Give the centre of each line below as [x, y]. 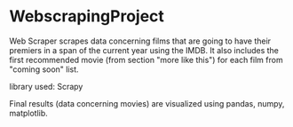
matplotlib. [29, 113]
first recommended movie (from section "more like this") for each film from [146, 60]
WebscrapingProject [87, 16]
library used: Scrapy [46, 86]
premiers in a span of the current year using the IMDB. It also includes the [144, 50]
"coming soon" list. [44, 69]
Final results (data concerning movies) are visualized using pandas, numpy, [147, 103]
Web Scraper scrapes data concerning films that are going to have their [140, 41]
